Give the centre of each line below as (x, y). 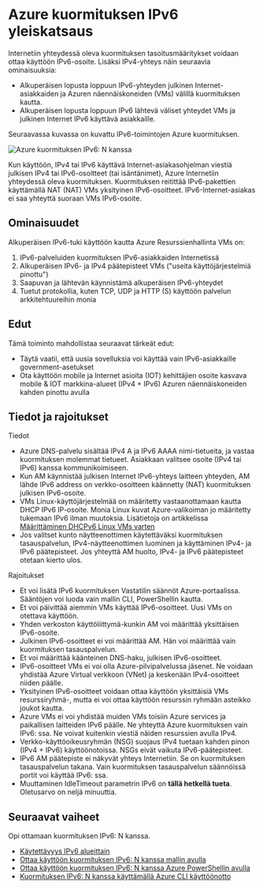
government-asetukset (57, 367)
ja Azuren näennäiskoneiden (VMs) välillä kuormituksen (150, 93)
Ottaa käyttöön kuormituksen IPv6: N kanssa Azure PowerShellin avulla (135, 868)
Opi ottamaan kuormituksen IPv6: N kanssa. (80, 836)
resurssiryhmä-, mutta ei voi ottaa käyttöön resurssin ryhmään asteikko (135, 700)
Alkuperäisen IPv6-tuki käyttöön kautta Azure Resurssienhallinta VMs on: (127, 242)
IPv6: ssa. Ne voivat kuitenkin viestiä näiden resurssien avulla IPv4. (128, 733)
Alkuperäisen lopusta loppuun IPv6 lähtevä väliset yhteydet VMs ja (128, 110)
